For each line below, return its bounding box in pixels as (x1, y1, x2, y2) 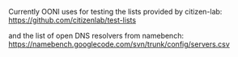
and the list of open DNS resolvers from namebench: (8, 31, 185, 40)
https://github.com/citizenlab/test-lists (8, 15, 136, 25)
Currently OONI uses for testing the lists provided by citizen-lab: (8, 7, 223, 16)
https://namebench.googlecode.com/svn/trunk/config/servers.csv (8, 39, 231, 49)
